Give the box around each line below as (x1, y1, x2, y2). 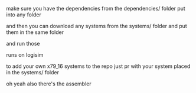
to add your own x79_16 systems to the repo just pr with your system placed (6, 63, 191, 70)
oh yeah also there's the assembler (6, 80, 92, 87)
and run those (6, 40, 40, 47)
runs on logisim (6, 51, 44, 58)
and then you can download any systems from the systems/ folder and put (6, 23, 187, 29)
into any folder (6, 11, 41, 18)
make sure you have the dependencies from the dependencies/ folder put (6, 5, 186, 12)
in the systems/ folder (6, 69, 60, 75)
